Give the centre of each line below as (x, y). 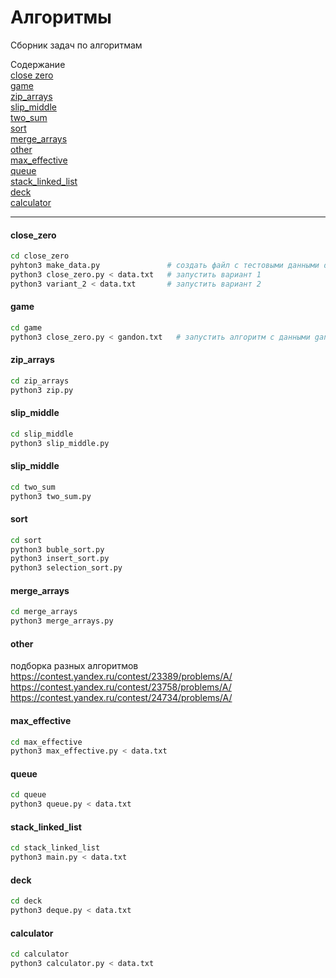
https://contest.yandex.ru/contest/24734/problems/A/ (121, 698)
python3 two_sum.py (51, 496)
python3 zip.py (42, 390)
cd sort (26, 540)
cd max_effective (46, 742)
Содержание (38, 64)
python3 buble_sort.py (57, 549)
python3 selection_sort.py (66, 568)
